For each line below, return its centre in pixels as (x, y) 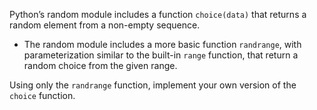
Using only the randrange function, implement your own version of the (153, 85)
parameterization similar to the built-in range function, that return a (161, 55)
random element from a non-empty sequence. (105, 25)
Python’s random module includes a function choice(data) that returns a (158, 14)
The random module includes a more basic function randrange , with (162, 44)
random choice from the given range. (100, 65)
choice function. (42, 95)
